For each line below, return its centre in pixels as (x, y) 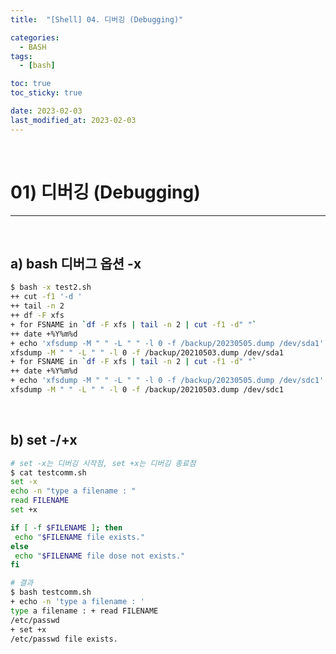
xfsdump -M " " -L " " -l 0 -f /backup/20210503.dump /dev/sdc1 (147, 390)
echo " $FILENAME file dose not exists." (100, 556)
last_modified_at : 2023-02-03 (73, 120)
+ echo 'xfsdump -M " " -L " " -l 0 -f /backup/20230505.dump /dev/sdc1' (167, 381)
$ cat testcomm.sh (48, 472)
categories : (35, 37)
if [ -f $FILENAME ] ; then (66, 527)
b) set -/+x (44, 440)
